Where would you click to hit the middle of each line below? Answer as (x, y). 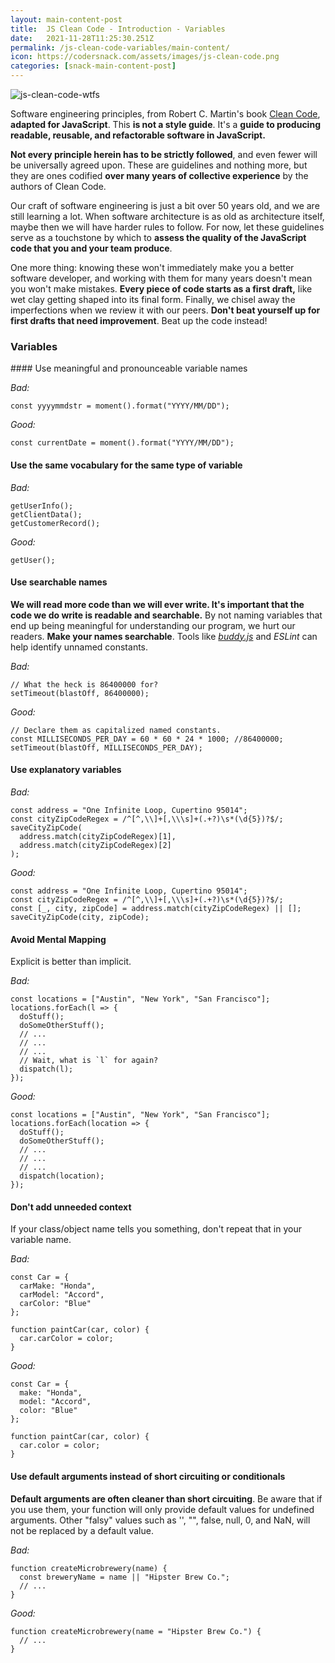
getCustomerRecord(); (55, 523)
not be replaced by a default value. (82, 1530)
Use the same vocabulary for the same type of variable (126, 465)
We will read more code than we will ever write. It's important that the (157, 604)
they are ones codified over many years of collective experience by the (159, 175)
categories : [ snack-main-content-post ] (93, 66)
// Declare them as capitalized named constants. (116, 730)
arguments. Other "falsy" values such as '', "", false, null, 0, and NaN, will (160, 1520)
